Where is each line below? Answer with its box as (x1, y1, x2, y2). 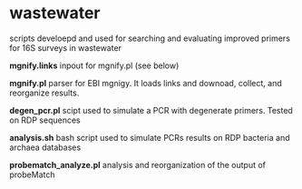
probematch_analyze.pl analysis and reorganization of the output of (9, 159, 266, 170)
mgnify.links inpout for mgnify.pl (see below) (9, 60, 180, 71)
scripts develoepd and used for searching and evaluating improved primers (9, 33, 290, 44)
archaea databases (9, 142, 82, 153)
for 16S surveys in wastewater (9, 42, 122, 53)
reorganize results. (9, 87, 80, 98)
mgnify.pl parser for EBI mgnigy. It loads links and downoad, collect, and (9, 77, 283, 88)
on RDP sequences (9, 114, 81, 125)
